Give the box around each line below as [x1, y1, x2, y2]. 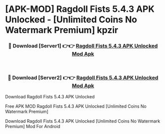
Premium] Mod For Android [5, 123, 61, 129]
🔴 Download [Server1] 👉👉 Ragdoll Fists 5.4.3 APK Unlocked [8, 43, 158, 49]
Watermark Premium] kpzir [5, 25, 119, 36]
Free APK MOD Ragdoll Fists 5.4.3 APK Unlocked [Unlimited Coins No [5, 103, 147, 109]
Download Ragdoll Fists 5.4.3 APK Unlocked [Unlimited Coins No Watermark [5, 118, 161, 124]
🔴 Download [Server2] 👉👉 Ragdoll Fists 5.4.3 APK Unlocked [7, 74, 159, 81]
